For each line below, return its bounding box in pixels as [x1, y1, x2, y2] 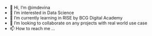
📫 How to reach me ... [9, 26, 55, 31]
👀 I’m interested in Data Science [9, 10, 74, 16]
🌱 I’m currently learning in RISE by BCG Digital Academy [9, 15, 123, 20]
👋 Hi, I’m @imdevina [9, 5, 50, 10]
